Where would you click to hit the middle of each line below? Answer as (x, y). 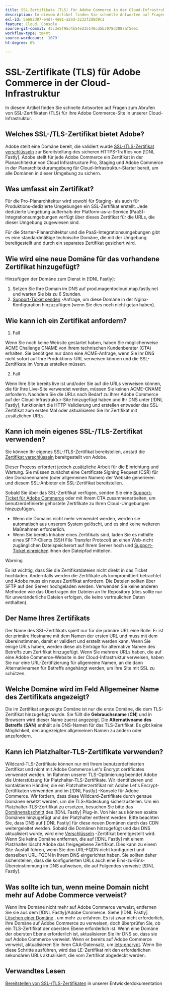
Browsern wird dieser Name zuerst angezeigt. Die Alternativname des (78, 720)
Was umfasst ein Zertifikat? (50, 189)
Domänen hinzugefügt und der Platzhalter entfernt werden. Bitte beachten (82, 817)
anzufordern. (19, 736)
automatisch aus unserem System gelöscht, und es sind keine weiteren (86, 524)
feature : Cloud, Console (31, 24)
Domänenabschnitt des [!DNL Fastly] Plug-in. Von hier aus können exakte (81, 812)
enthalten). (16, 602)
